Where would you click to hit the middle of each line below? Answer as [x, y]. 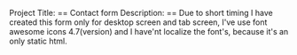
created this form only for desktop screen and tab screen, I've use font [138, 22]
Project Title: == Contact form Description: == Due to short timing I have [141, 13]
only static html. [39, 41]
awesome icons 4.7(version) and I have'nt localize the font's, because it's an [149, 31]
